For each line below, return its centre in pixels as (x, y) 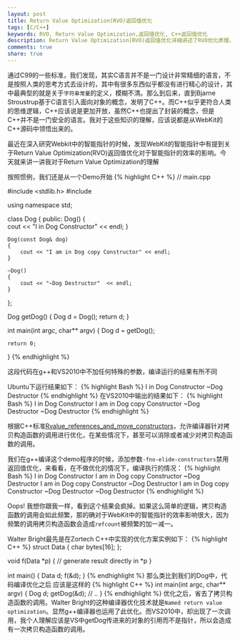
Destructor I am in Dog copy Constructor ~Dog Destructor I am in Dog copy (119, 484)
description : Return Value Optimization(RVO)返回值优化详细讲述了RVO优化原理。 (121, 41)
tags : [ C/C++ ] (29, 27)
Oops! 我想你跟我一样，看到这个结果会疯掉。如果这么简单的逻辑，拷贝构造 (117, 506)
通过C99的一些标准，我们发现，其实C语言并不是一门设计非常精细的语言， (116, 75)
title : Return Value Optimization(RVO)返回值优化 (80, 21)
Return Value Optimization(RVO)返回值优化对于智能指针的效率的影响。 (117, 152)
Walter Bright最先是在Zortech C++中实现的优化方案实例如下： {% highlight (117, 539)
